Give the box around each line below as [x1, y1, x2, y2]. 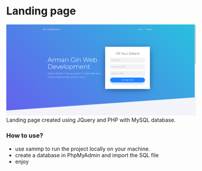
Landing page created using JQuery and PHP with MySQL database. [6, 116, 176, 124]
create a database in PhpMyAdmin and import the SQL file [14, 151, 159, 158]
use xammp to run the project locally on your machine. [14, 145, 150, 152]
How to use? [6, 131, 43, 140]
